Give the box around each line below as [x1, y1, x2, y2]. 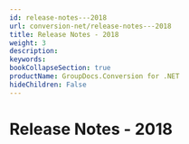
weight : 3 [9, 38, 47, 48]
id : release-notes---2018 [9, 13, 107, 22]
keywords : [9, 55, 47, 64]
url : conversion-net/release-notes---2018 [9, 22, 172, 31]
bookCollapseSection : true [9, 64, 111, 73]
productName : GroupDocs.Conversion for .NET [9, 72, 180, 81]
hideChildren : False [9, 80, 88, 89]
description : [9, 47, 59, 56]
